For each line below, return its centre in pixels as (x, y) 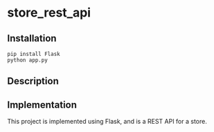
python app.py (28, 60)
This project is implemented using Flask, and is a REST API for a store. (107, 122)
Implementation (42, 105)
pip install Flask (34, 54)
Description (33, 81)
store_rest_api (49, 13)
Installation (32, 38)
